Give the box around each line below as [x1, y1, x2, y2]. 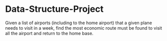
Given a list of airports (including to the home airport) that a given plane [5, 20, 152, 26]
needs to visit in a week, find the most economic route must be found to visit [5, 25, 163, 31]
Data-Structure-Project [5, 3, 104, 15]
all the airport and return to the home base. [5, 30, 94, 36]
